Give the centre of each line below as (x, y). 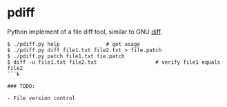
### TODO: (21, 86)
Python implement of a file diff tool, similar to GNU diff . (85, 32)
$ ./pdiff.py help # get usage (73, 44)
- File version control (41, 98)
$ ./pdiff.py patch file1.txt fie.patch (66, 56)
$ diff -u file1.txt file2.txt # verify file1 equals (114, 62)
